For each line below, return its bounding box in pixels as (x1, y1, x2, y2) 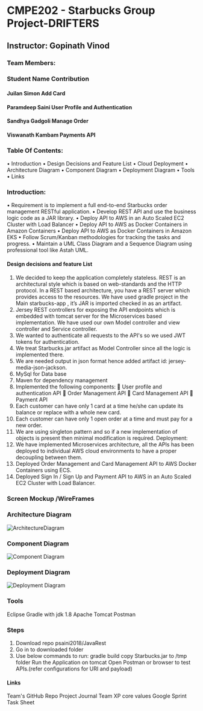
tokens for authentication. (15, 338, 80, 345)
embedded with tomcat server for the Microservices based (15, 312, 162, 320)
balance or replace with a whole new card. (15, 408, 121, 416)
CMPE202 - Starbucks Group (7, 4, 155, 18)
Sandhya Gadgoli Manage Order (7, 117, 89, 124)
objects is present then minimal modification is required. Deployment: (15, 434, 189, 442)
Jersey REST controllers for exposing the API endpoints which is (15, 306, 176, 313)
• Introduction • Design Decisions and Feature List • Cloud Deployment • (7, 160, 189, 167)
